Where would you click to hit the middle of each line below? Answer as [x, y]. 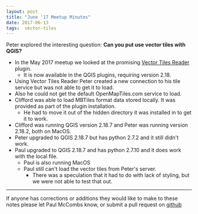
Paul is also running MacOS [57, 163]
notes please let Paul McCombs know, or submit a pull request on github [94, 205]
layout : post [22, 11]
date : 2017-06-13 [27, 22]
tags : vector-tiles [32, 28]
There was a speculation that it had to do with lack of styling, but [111, 175]
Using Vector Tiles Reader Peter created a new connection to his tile [98, 81]
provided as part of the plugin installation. [65, 106]
